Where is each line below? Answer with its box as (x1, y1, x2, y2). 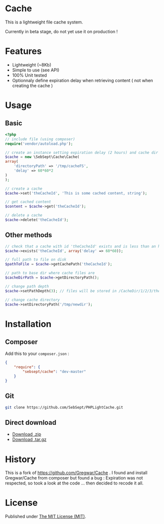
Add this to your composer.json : (5, 350, 69, 357)
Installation (5, 318, 52, 329)
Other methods (5, 231, 52, 240)
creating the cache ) (12, 83, 53, 88)
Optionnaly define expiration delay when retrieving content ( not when (12, 77, 153, 83)
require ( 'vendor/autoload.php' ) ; (5, 141, 73, 146)
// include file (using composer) (5, 136, 76, 142)
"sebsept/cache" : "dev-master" (22, 370, 86, 374)
